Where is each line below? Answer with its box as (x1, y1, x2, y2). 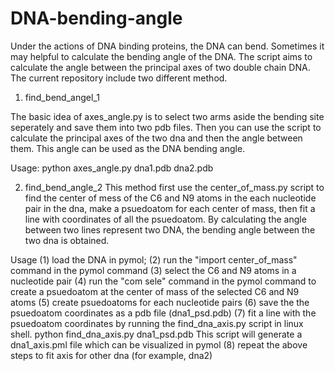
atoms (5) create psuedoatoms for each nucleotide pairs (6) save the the (10, 296, 310, 308)
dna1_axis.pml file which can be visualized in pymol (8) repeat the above (10, 338, 308, 351)
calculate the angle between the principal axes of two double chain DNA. (10, 61, 311, 73)
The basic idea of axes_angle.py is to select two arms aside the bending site (10, 110, 325, 122)
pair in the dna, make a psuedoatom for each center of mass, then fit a (24, 202, 316, 214)
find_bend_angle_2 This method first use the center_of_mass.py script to (24, 181, 325, 193)
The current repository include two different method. (10, 72, 228, 84)
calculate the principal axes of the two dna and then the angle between (10, 132, 303, 144)
